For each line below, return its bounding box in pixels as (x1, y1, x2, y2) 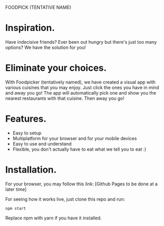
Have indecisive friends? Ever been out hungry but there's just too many (5, 39, 157, 45)
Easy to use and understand (12, 140, 72, 147)
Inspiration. (5, 22, 55, 34)
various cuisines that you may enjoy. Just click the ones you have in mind (5, 84, 159, 91)
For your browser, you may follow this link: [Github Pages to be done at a (5, 181, 158, 187)
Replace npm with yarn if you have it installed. (5, 215, 102, 221)
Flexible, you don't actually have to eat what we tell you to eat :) (12, 146, 147, 152)
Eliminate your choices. (5, 62, 107, 74)
